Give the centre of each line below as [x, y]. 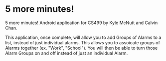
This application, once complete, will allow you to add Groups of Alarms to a [83, 37]
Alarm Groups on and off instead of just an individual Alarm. [67, 53]
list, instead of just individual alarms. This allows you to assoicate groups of [83, 42]
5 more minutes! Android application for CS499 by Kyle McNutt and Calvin [82, 23]
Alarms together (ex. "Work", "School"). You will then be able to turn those [82, 48]
